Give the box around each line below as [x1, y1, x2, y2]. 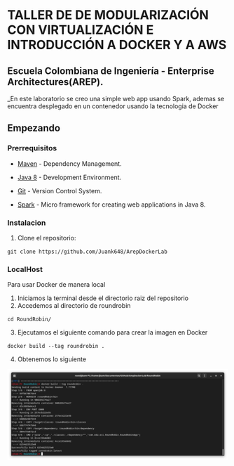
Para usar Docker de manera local [7, 280, 106, 289]
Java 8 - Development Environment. [17, 173, 122, 181]
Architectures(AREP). [7, 76, 104, 88]
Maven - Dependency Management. [17, 159, 122, 168]
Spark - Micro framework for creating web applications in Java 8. [17, 200, 206, 209]
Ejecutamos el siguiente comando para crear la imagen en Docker [17, 328, 208, 337]
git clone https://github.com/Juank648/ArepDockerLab [7, 248, 168, 255]
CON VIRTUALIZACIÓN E [7, 22, 154, 38]
